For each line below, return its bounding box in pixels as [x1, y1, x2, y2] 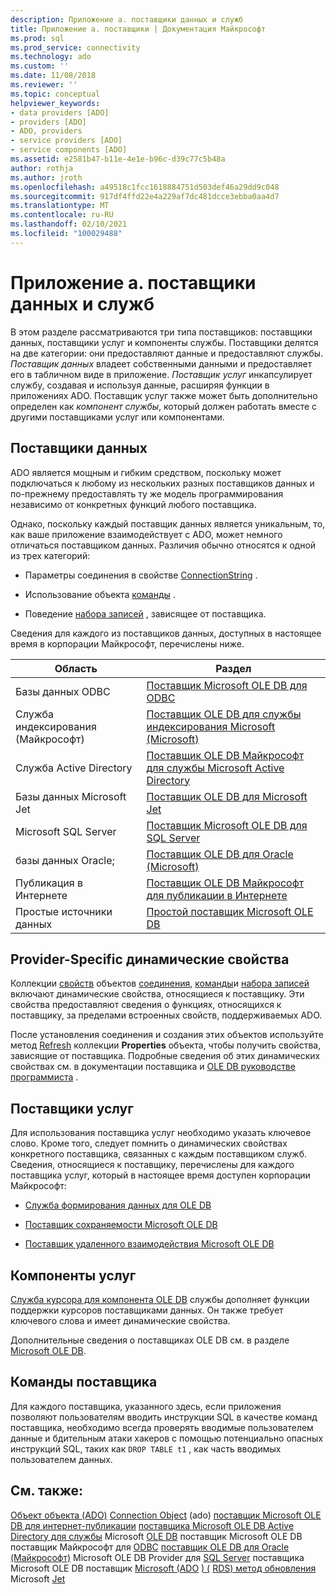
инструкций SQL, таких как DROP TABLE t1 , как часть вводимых [10, 1442, 282, 1455]
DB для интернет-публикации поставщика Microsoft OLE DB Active [10, 1519, 295, 1531]
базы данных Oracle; [15, 853, 115, 867]
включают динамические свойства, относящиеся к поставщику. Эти [10, 988, 305, 1000]
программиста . [10, 1071, 79, 1083]
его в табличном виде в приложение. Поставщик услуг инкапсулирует [10, 368, 313, 380]
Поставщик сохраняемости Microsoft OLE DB [24, 1219, 218, 1231]
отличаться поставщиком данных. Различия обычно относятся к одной [10, 539, 317, 551]
